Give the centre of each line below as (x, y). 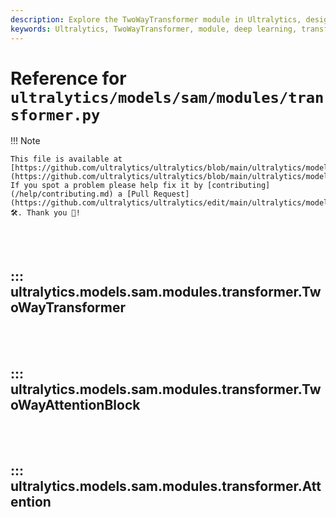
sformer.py (55, 115)
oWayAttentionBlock (75, 404)
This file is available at (66, 159)
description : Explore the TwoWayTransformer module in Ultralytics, (156, 19)
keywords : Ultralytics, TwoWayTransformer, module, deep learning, (154, 29)
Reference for (68, 78)
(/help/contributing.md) (62, 194)
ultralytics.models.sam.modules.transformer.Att (166, 486)
